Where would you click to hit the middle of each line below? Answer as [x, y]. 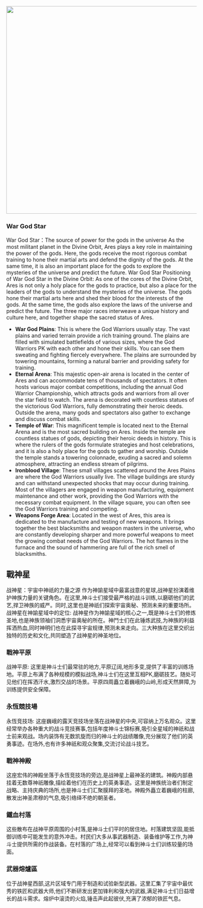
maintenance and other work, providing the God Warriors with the [97, 496]
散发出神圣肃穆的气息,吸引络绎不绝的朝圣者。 [63, 798]
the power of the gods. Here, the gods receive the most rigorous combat [97, 253]
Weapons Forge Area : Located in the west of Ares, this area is [93, 515]
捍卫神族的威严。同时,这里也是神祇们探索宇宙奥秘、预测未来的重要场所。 [104, 605]
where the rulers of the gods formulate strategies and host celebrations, [105, 445]
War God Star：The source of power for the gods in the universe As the [95, 240]
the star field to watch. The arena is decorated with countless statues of [105, 400]
